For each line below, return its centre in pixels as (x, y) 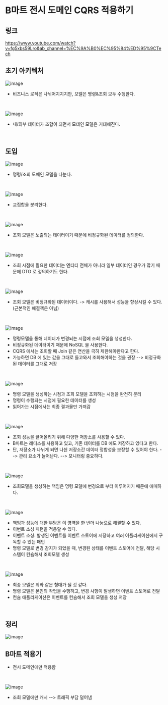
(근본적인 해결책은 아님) (36, 308)
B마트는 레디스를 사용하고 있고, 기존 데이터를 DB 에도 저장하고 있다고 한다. (85, 443)
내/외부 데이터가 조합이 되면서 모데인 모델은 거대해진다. (66, 124)
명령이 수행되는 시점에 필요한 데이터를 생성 (54, 400)
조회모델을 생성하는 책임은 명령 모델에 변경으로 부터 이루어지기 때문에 (80, 486)
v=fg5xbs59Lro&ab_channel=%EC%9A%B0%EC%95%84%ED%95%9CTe (83, 48)
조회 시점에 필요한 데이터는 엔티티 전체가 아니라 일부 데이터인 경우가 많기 (83, 265)
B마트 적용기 (23, 654)
